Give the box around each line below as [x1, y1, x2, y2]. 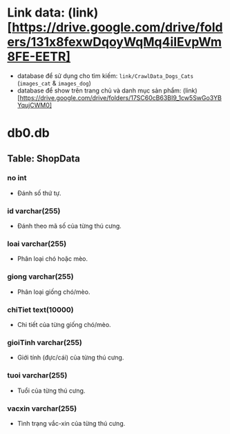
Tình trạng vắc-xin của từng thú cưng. [17, 419, 126, 427]
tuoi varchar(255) [7, 371, 68, 380]
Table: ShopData [7, 152, 81, 164]
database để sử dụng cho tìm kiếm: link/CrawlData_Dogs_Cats [17, 71, 194, 80]
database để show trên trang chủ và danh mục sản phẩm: [17, 86, 182, 95]
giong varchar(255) [7, 272, 74, 282]
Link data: [7, 5, 66, 21]
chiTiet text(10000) [7, 305, 74, 315]
